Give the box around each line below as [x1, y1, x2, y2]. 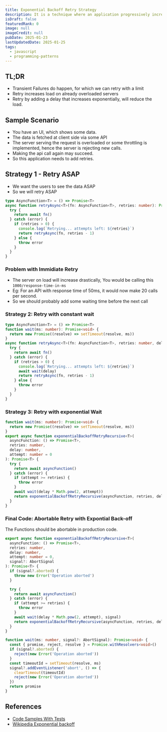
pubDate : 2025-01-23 [5, 35, 48, 40]
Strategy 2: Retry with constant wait [5, 311, 94, 318]
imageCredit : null [5, 30, 43, 35]
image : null [5, 26, 30, 31]
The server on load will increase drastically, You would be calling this [12, 277, 154, 283]
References [5, 703, 42, 711]
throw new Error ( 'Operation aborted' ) [14, 573, 94, 578]
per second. [12, 293, 37, 299]
